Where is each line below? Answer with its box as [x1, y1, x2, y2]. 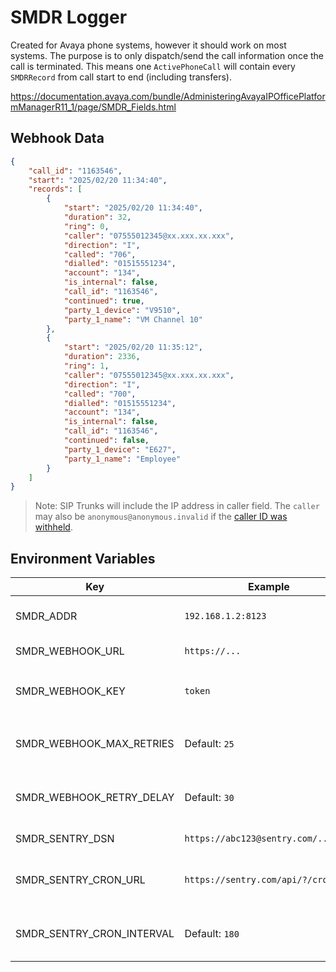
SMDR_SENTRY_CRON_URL [15, 873, 146, 887]
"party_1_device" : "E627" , [63, 444, 177, 455]
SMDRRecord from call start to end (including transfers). [10, 71, 232, 83]
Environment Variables [10, 550, 156, 567]
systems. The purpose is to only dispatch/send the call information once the [10, 49, 325, 61]
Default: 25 [184, 737, 235, 751]
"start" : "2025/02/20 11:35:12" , [63, 342, 203, 353]
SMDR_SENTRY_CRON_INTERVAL [15, 927, 175, 941]
